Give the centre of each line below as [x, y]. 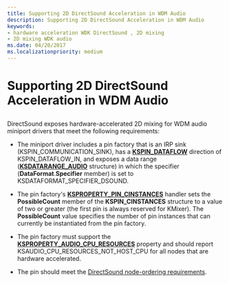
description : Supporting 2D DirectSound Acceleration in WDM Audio [106, 20]
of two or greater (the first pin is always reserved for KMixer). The [110, 209]
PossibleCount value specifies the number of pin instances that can [114, 216]
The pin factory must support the [64, 237]
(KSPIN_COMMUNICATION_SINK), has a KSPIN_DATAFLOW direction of [119, 152]
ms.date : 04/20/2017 [37, 45]
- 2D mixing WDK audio [40, 39]
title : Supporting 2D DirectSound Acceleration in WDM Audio [97, 13]
